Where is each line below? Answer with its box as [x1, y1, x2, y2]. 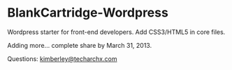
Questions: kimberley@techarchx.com [7, 54, 117, 63]
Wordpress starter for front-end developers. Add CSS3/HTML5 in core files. [7, 28, 226, 36]
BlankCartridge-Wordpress [7, 5, 169, 21]
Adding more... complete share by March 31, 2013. [7, 41, 152, 49]
